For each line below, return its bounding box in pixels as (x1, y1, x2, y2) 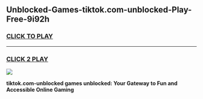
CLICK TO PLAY (6, 32, 53, 41)
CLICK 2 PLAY (6, 55, 48, 63)
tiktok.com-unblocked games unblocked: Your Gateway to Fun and (6, 79, 178, 86)
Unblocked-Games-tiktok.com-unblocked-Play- (6, 5, 192, 15)
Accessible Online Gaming (6, 86, 74, 93)
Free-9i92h (6, 14, 50, 25)
